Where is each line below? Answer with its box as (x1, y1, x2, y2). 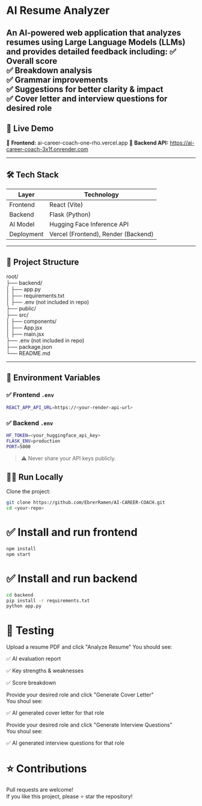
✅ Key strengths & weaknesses (6, 667, 84, 675)
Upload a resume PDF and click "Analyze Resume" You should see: (6, 643, 173, 651)
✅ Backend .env (6, 419, 54, 427)
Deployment (9, 230, 44, 239)
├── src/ (6, 311, 29, 319)
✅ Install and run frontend (6, 525, 138, 539)
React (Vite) (49, 201, 83, 209)
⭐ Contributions (6, 762, 87, 776)
